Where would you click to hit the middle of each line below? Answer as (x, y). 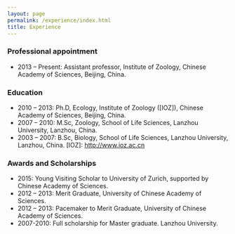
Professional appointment (53, 51)
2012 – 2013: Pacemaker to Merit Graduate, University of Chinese (112, 209)
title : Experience (34, 27)
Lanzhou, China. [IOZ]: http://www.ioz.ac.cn (81, 145)
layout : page (26, 14)
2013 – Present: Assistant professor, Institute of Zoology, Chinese (112, 67)
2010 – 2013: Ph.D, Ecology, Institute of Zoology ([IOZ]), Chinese (110, 108)
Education (25, 92)
